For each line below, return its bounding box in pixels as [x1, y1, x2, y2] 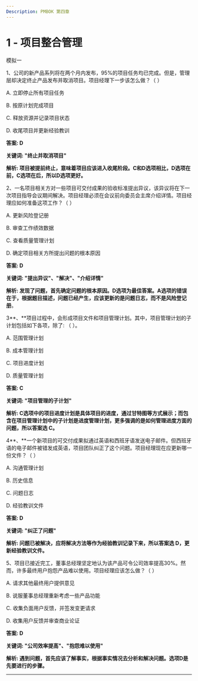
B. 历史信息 [6, 477, 34, 484]
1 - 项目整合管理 [6, 36, 82, 49]
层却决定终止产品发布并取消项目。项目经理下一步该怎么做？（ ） [6, 76, 163, 83]
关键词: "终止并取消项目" [6, 152, 67, 159]
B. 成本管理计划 [6, 347, 44, 354]
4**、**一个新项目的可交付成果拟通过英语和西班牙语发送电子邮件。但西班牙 [6, 436, 192, 444]
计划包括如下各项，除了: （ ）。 [6, 321, 81, 328]
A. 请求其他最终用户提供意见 [6, 579, 75, 586]
